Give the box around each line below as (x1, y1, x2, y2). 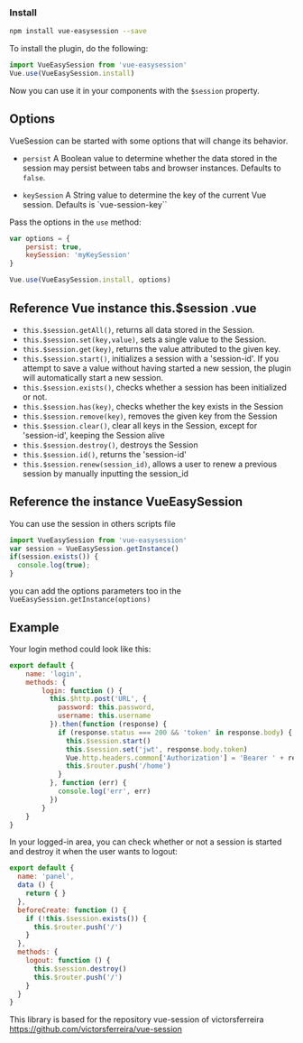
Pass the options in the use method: (9, 217, 142, 227)
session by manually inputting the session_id (22, 467, 189, 479)
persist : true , (25, 242, 83, 252)
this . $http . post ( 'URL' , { (49, 695, 147, 704)
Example (9, 620, 60, 635)
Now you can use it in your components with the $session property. (9, 85, 260, 96)
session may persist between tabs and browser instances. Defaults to (22, 162, 281, 173)
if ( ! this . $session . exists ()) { (25, 914, 147, 923)
